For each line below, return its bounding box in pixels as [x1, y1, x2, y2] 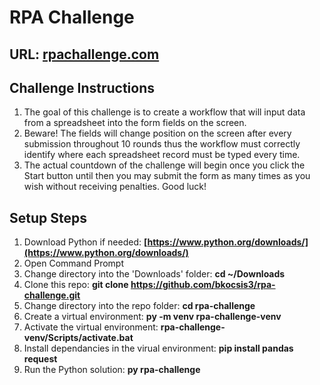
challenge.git [23, 289, 81, 301]
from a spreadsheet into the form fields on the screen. [23, 117, 247, 129]
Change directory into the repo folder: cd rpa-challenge [23, 300, 256, 312]
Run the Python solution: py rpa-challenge [23, 364, 201, 376]
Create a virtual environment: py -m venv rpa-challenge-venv [23, 311, 282, 323]
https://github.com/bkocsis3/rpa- [130, 279, 276, 291]
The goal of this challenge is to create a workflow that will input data [23, 106, 306, 118]
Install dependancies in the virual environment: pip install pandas [23, 342, 294, 355]
